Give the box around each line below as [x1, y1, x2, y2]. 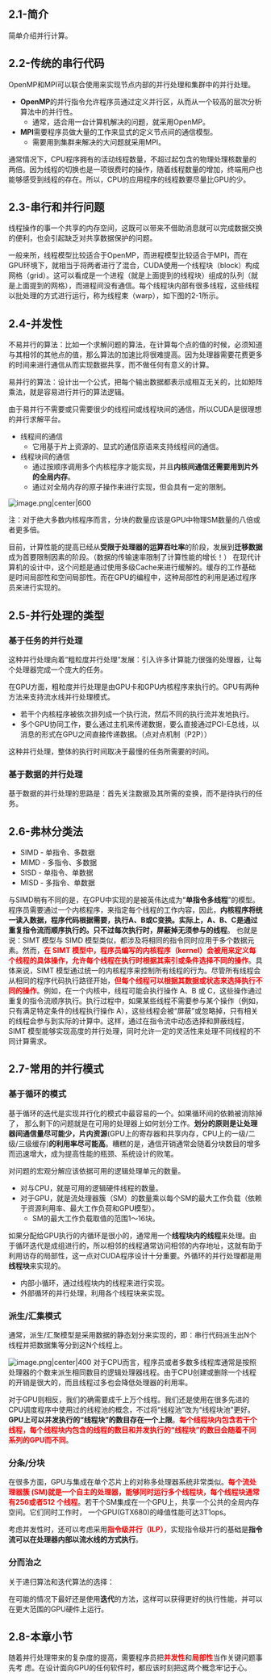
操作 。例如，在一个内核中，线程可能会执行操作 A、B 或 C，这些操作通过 [22, 986, 262, 996]
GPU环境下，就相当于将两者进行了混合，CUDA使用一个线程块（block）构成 [8, 261, 260, 271]
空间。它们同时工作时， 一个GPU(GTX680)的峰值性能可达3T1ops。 [8, 1507, 231, 1517]
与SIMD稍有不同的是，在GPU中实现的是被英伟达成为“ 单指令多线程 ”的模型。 [8, 895, 260, 905]
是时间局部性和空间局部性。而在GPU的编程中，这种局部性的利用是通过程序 [8, 573, 256, 582]
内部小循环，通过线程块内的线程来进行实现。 [19, 1278, 169, 1287]
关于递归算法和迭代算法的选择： [8, 1577, 115, 1586]
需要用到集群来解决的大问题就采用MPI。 [31, 136, 165, 147]
